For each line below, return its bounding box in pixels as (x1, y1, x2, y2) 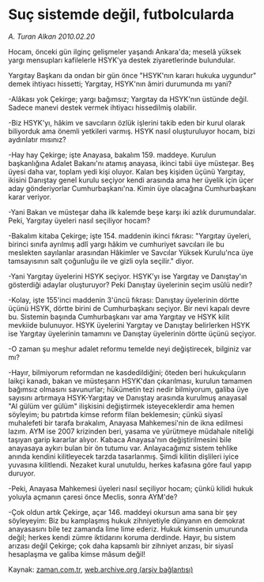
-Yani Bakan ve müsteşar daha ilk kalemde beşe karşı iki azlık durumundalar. (8, 207, 257, 216)
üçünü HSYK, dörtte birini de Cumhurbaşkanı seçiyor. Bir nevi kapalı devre (8, 303, 251, 313)
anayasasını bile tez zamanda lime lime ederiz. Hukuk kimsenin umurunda (8, 524, 248, 534)
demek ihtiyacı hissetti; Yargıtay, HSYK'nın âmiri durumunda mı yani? (8, 79, 232, 88)
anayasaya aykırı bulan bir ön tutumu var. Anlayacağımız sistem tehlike (8, 443, 238, 452)
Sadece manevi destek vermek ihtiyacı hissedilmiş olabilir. (8, 103, 198, 112)
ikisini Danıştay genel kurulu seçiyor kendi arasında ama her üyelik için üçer (8, 175, 255, 185)
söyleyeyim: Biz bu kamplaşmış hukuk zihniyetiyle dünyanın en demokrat (8, 516, 245, 525)
